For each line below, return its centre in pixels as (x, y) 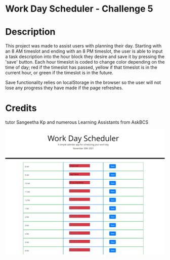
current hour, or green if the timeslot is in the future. (59, 73)
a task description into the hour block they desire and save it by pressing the (85, 57)
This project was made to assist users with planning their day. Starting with (83, 46)
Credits (21, 108)
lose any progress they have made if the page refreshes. (64, 88)
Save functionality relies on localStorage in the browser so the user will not (83, 83)
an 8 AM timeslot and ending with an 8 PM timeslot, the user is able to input (84, 51)
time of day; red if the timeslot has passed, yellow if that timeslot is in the (81, 67)
